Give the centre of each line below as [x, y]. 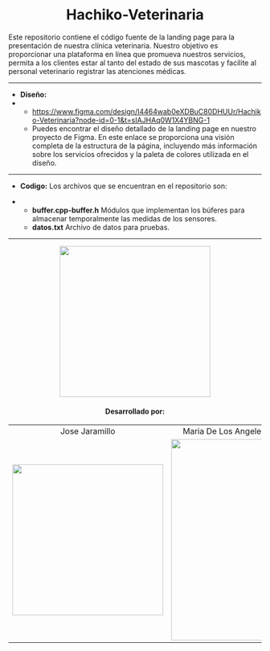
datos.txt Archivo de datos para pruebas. [101, 227]
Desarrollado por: [135, 411]
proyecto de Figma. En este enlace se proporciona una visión [133, 137]
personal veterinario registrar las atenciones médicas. [97, 71]
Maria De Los [208, 431]
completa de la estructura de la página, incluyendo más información [145, 146]
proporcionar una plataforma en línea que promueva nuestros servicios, [127, 54]
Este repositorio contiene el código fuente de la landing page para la [121, 37]
